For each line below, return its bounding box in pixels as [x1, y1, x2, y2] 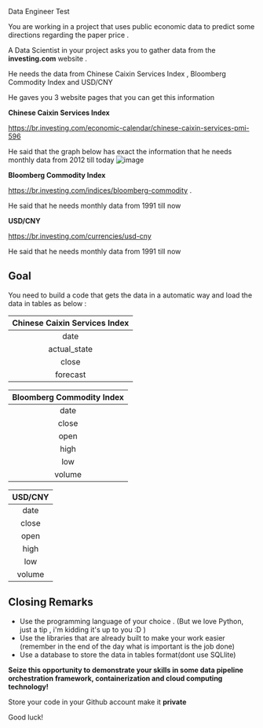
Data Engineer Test [8, 7, 70, 16]
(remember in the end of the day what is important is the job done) [19, 641, 236, 651]
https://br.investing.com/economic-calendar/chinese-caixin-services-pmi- [8, 124, 250, 132]
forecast [54, 369, 86, 380]
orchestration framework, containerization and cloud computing [8, 673, 223, 683]
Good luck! [8, 712, 44, 722]
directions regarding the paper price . [8, 31, 130, 39]
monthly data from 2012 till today [8, 155, 115, 164]
